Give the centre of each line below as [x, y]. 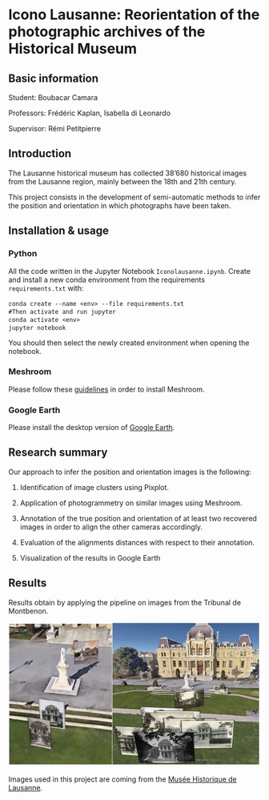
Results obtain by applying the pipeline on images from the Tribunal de [125, 602]
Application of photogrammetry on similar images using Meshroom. [131, 503]
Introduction [40, 154]
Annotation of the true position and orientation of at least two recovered [139, 518]
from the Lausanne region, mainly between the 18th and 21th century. [122, 181]
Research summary [58, 453]
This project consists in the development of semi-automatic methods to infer [134, 197]
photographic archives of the [107, 32]
